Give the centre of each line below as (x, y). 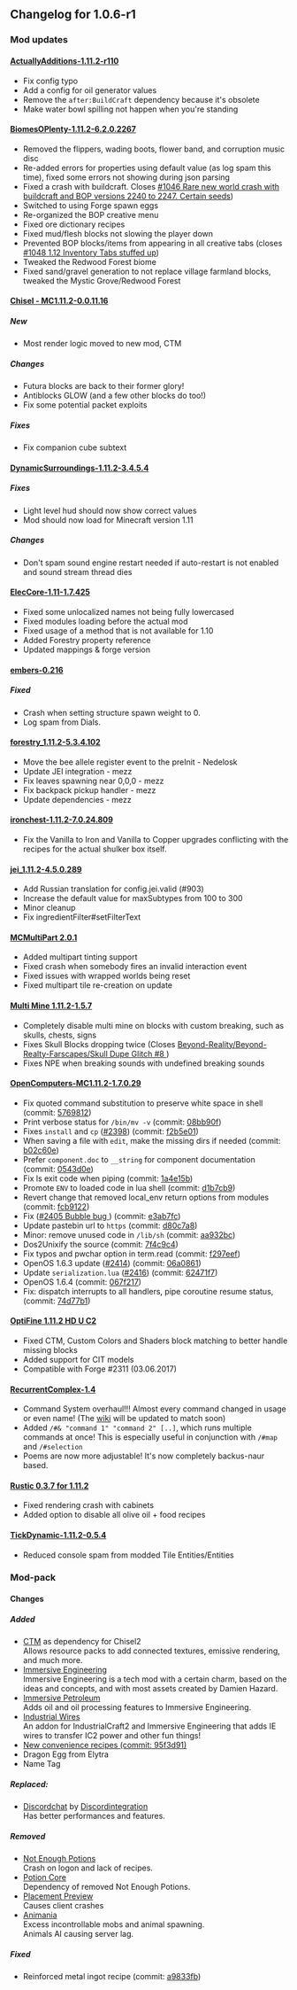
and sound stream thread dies (77, 571)
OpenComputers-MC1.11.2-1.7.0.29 (76, 1084)
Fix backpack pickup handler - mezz (89, 790)
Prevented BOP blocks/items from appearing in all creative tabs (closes (152, 243)
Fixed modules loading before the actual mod (105, 621)
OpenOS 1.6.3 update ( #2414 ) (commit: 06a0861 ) (112, 1263)
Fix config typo (50, 81)
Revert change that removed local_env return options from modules (145, 1197)
